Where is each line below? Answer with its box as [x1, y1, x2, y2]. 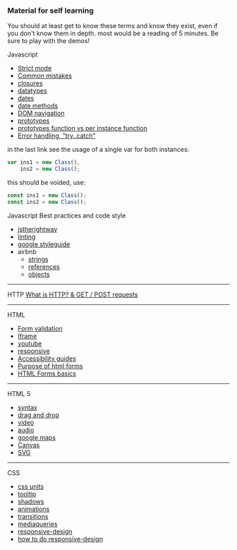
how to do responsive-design [17, 534, 104, 543]
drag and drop [17, 410, 60, 419]
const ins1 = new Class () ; [7, 192, 87, 199]
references [28, 262, 60, 270]
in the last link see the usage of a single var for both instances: [7, 145, 190, 154]
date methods [17, 102, 59, 110]
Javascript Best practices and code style [7, 211, 126, 220]
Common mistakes [17, 71, 73, 80]
